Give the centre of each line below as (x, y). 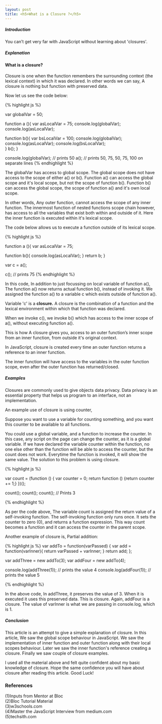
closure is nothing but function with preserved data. (57, 86)
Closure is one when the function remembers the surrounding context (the (79, 76)
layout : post (18, 9)
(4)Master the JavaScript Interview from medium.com (59, 711)
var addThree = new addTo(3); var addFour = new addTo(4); (65, 561)
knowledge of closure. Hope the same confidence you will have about (74, 668)
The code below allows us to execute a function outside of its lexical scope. (80, 227)
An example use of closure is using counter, (49, 410)
